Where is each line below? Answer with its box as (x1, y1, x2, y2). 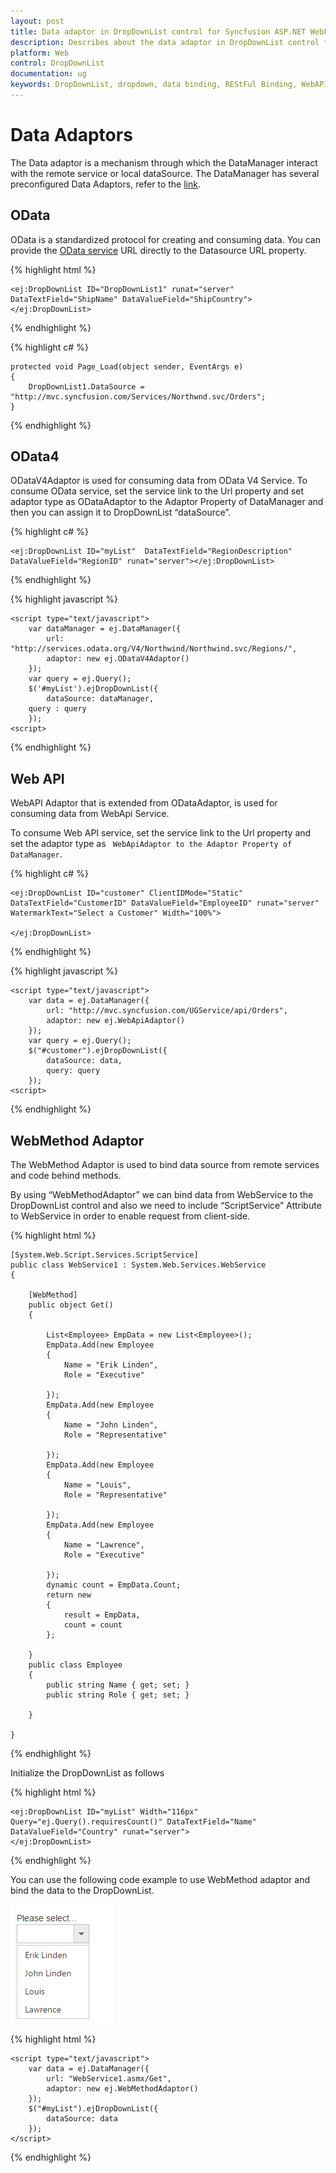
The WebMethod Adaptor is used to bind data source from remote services (10, 1159, 320, 1171)
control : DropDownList (10, 58, 105, 69)
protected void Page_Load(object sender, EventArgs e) (10, 361, 244, 372)
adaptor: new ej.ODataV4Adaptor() (46, 654, 190, 664)
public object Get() (28, 1300, 114, 1310)
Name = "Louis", (63, 1480, 132, 1490)
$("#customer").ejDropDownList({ (28, 1046, 168, 1056)
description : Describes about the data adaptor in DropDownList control (10, 37, 320, 47)
